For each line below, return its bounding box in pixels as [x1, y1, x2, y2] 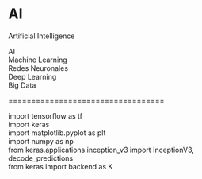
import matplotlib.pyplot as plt [8, 128, 106, 138]
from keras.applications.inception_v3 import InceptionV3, [8, 145, 194, 154]
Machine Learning [8, 55, 67, 64]
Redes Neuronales [8, 63, 69, 72]
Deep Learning [8, 72, 57, 81]
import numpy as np [8, 136, 74, 146]
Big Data [8, 80, 36, 90]
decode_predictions [8, 153, 74, 163]
